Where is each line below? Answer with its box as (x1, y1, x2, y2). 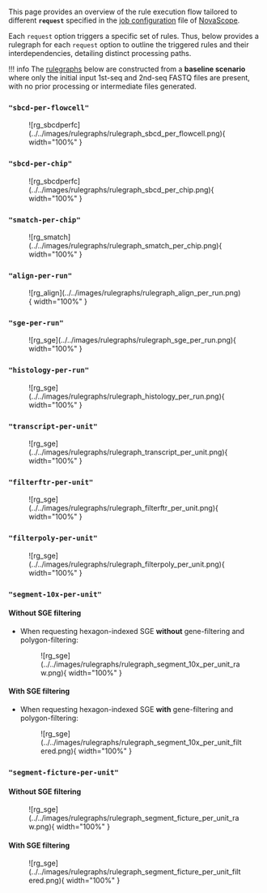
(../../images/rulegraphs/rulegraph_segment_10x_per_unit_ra (40, 659, 240, 669)
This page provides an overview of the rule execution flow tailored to (8, 7, 238, 16)
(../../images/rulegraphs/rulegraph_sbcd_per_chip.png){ (28, 184, 214, 194)
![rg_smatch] (28, 231, 71, 242)
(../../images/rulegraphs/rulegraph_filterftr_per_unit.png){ (28, 503, 218, 513)
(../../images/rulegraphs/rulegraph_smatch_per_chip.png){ (28, 240, 222, 250)
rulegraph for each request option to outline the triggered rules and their (8, 40, 249, 50)
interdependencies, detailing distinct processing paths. (8, 49, 192, 58)
